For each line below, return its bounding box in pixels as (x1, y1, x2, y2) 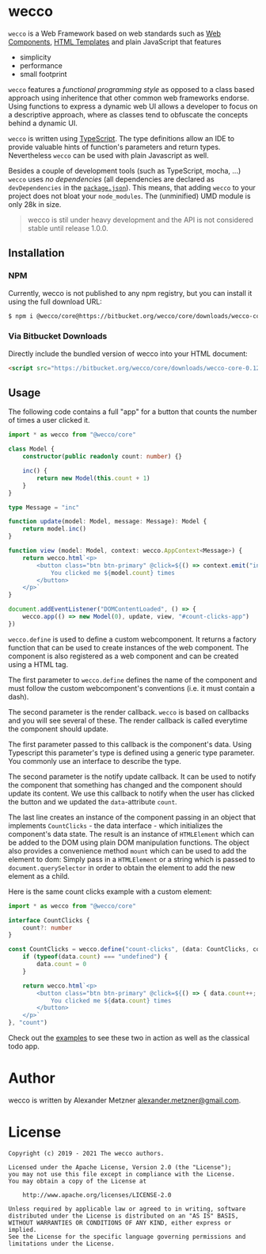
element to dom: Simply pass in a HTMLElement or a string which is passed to (8, 854, 256, 864)
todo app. (8, 1041, 40, 1051)
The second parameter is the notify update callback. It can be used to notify (8, 772, 256, 781)
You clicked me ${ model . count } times (50, 569, 176, 577)
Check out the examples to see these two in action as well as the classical (8, 1033, 250, 1043)
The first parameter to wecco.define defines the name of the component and (8, 675, 257, 685)
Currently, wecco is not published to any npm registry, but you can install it (8, 288, 253, 297)
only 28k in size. (8, 199, 62, 209)
